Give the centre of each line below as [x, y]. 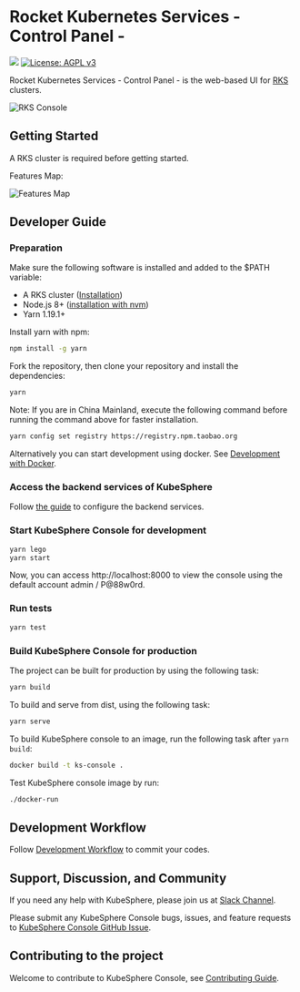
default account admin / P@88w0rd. [77, 585]
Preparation [36, 248]
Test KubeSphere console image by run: [85, 782]
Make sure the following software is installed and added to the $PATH [140, 268]
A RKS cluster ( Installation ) [72, 295]
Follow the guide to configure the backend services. [107, 506]
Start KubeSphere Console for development [108, 530]
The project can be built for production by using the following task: [134, 670]
